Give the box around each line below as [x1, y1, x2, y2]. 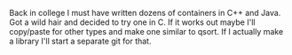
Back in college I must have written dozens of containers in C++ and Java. [9, 8, 281, 18]
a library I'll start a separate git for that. [9, 35, 152, 46]
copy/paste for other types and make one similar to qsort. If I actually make [9, 27, 284, 36]
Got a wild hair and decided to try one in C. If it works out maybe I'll [9, 17, 256, 27]
